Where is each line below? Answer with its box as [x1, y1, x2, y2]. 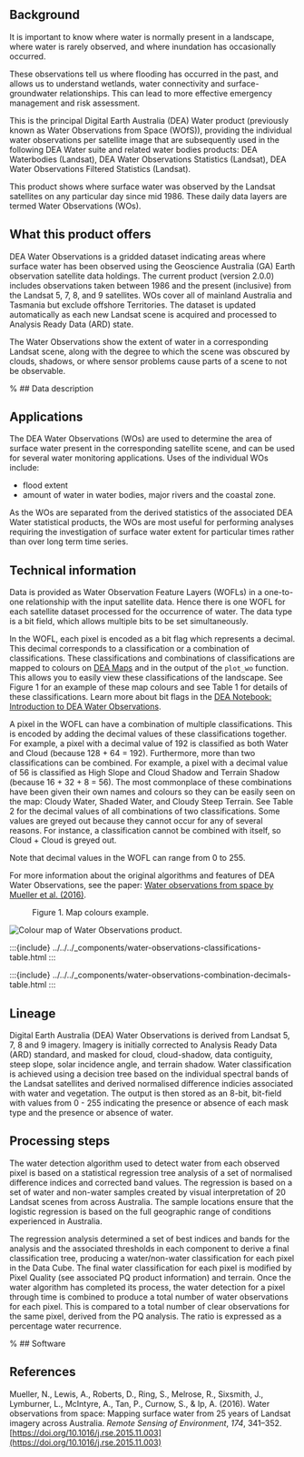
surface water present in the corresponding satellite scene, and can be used [9, 443, 295, 454]
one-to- [264, 587, 293, 598]
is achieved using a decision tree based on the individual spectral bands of [9, 1068, 289, 1079]
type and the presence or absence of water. [9, 1108, 174, 1118]
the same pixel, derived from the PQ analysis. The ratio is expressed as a [9, 1310, 282, 1321]
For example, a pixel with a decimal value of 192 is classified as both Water [9, 738, 289, 749]
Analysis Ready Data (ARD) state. [9, 319, 134, 329]
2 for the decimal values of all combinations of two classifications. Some [9, 805, 280, 817]
